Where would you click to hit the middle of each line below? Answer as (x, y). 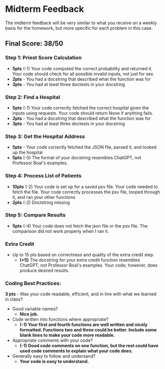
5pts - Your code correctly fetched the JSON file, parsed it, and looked (84, 147)
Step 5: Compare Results (35, 215)
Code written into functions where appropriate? (60, 320)
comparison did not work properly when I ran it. (61, 231)
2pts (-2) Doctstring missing (41, 202)
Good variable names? (35, 309)
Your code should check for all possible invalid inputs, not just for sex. (83, 74)
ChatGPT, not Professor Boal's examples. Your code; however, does (88, 265)
